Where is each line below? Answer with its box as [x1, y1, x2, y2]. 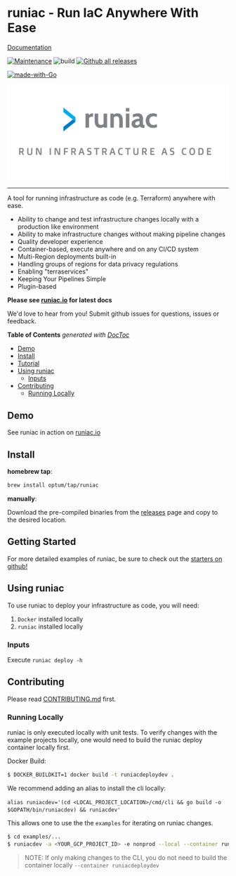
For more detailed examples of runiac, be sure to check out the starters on [7, 554, 223, 563]
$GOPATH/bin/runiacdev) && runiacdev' [7, 806, 121, 813]
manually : [7, 494, 37, 503]
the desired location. [7, 515, 67, 524]
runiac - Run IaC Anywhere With [7, 5, 199, 21]
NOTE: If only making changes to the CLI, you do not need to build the [24, 853, 228, 862]
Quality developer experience [17, 238, 103, 246]
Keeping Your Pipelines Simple [17, 275, 107, 283]
